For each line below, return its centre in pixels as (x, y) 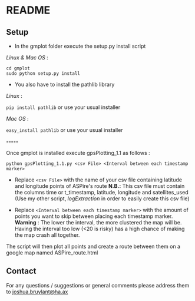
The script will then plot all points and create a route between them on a (93, 246)
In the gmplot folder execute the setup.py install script (80, 46)
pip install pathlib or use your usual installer (63, 107)
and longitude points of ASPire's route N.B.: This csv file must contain (100, 186)
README (28, 10)
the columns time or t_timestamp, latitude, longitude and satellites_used (101, 192)
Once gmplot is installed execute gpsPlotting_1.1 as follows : (78, 153)
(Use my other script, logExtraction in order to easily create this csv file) (102, 199)
